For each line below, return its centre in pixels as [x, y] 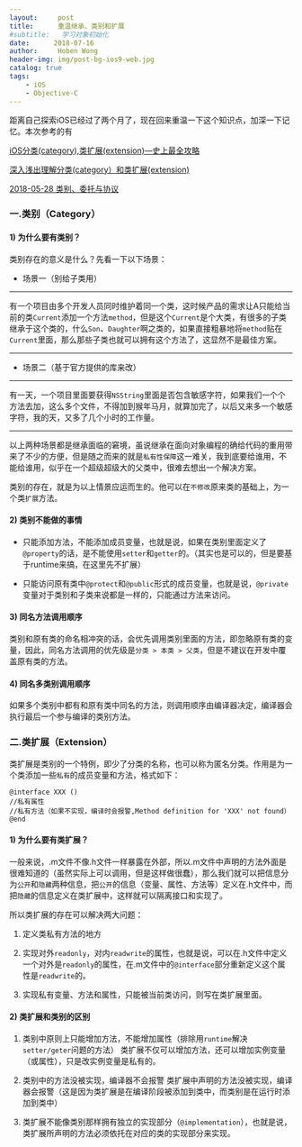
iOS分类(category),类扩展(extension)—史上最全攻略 [105, 150]
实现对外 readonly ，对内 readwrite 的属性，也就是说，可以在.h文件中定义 [155, 952]
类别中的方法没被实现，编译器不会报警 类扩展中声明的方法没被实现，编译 [157, 1080]
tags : [19, 77]
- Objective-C [52, 93]
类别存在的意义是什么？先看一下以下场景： [88, 259]
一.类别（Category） [55, 214]
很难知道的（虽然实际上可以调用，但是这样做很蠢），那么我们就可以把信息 [145, 873]
